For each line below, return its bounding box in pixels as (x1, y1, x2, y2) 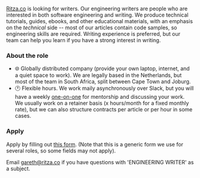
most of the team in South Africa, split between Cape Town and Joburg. (14, 78, 191, 85)
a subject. (6, 165, 31, 172)
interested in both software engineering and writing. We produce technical (6, 11, 189, 18)
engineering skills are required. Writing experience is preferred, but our (6, 30, 180, 38)
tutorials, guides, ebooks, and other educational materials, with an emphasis (6, 18, 193, 24)
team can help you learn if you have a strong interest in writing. (6, 37, 161, 43)
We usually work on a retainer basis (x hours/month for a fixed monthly (14, 99, 189, 107)
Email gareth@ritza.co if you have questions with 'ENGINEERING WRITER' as (6, 158, 194, 165)
